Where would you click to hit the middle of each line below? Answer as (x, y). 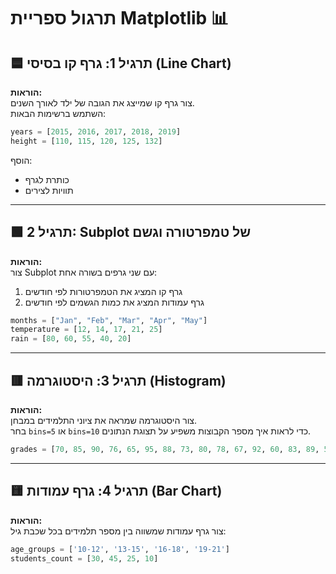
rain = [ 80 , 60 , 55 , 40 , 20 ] (71, 339)
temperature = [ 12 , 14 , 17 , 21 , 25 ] (86, 330)
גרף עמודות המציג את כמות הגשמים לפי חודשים (114, 302)
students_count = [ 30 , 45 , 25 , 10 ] (84, 558)
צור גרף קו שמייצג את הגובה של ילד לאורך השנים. (102, 103)
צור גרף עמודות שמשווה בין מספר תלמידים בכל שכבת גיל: (118, 531)
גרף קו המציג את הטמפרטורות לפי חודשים (103, 291)
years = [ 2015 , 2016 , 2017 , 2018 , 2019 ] (96, 132)
